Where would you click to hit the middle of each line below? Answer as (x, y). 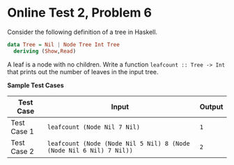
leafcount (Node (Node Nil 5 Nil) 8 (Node (118, 143)
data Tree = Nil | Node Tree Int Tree (63, 44)
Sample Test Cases (36, 85)
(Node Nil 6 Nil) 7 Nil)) (90, 150)
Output (211, 107)
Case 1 (23, 131)
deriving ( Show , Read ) (45, 51)
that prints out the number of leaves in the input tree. (83, 71)
